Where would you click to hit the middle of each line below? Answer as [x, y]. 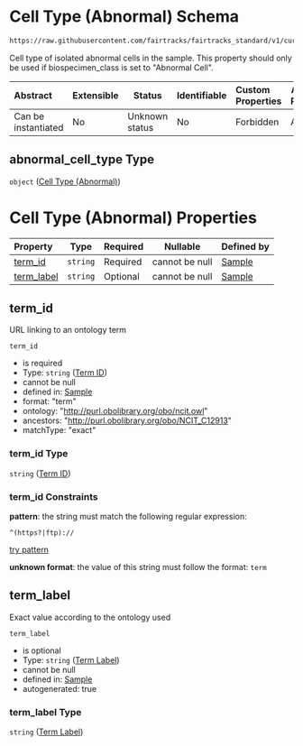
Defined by [245, 246]
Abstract [33, 95]
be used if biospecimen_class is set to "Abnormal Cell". [111, 67]
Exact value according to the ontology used [90, 617]
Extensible [95, 95]
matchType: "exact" [59, 430]
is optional [41, 650]
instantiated [39, 127]
